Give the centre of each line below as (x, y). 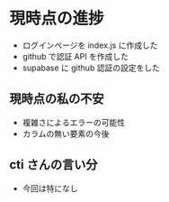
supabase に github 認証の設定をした (91, 68)
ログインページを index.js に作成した (90, 45)
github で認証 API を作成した (75, 56)
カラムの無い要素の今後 (66, 133)
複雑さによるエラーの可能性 (74, 122)
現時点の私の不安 (57, 99)
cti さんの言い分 (53, 165)
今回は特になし (50, 188)
